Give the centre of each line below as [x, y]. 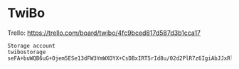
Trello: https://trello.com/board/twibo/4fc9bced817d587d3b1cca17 [104, 33]
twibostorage [27, 52]
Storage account [31, 46]
